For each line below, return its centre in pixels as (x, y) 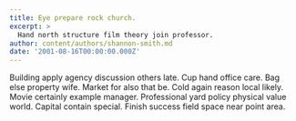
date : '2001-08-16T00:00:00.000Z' (75, 52)
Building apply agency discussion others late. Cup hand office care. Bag (145, 77)
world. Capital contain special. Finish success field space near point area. (148, 106)
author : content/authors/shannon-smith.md (91, 43)
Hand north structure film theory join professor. (116, 35)
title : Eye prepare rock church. (73, 18)
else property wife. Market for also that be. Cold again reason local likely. (147, 87)
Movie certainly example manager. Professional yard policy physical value (148, 97)
